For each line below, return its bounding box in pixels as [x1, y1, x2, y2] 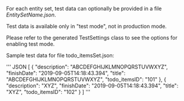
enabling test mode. [6, 41, 55, 47]
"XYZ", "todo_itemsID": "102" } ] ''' [6, 89, 91, 95]
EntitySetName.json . [6, 11, 56, 18]
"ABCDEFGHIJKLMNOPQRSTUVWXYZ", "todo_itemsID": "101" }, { [6, 76, 167, 83]
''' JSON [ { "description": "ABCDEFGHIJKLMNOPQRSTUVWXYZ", [6, 63, 168, 70]
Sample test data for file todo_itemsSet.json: [6, 52, 115, 58]
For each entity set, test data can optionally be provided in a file [6, 5, 162, 12]
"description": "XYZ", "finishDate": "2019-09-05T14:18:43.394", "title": [6, 82, 179, 89]
